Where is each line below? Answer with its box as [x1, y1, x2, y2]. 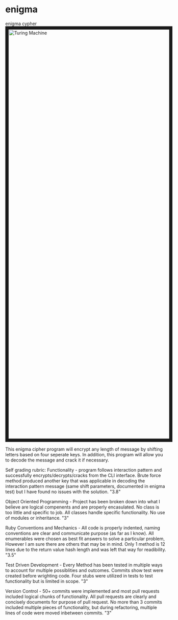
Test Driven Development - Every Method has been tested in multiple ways [5, 562, 163, 568]
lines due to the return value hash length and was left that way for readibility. [5, 546, 166, 552]
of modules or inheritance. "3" [5, 515, 69, 521]
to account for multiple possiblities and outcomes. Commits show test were [5, 567, 164, 573]
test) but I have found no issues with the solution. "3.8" [5, 489, 121, 495]
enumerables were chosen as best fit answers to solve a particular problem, [5, 536, 165, 542]
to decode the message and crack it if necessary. [5, 457, 110, 463]
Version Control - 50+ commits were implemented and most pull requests [5, 588, 160, 594]
